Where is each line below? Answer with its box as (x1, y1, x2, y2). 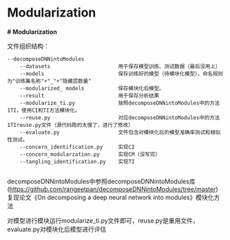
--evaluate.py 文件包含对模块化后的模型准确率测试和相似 (19, 129, 221, 136)
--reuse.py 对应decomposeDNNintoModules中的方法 (19, 114, 220, 121)
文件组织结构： (7, 41, 50, 50)
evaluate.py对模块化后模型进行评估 (7, 225, 107, 233)
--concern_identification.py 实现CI (19, 143, 135, 150)
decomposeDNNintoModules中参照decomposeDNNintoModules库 (7, 177, 196, 186)
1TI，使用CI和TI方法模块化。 (7, 107, 81, 114)
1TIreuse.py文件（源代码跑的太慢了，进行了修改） (7, 121, 134, 128)
